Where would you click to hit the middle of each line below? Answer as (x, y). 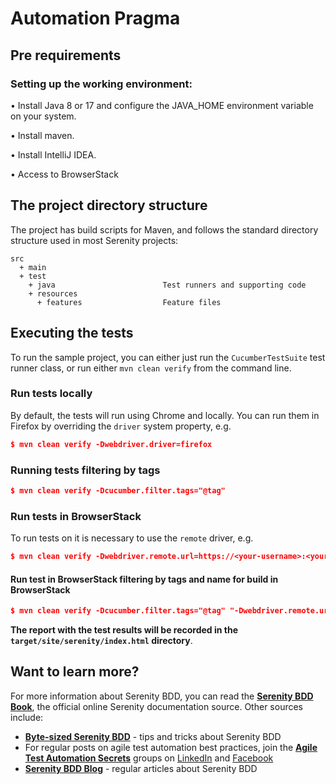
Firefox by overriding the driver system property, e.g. (121, 426)
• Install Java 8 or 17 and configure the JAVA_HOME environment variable (162, 105)
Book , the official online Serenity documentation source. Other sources (156, 706)
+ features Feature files (129, 302)
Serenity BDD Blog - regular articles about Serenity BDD (141, 768)
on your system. (43, 116)
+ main (33, 267)
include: (27, 717)
